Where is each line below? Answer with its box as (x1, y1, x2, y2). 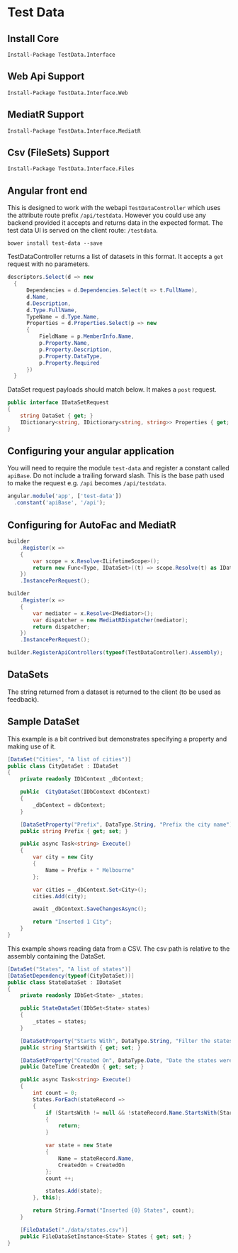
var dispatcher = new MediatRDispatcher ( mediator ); (33, 617, 189, 624)
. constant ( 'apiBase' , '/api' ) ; (13, 499, 106, 507)
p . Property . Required (38, 359, 100, 366)
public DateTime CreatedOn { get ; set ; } (20, 1064, 144, 1071)
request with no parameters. (7, 260, 90, 268)
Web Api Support (7, 70, 85, 82)
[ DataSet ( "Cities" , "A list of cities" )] (7, 756, 132, 763)
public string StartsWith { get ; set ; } (20, 1044, 141, 1051)
